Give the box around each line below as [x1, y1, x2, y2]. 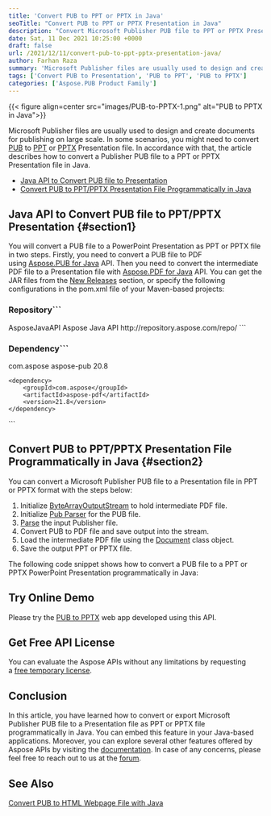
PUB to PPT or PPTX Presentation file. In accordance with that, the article [8, 143, 252, 152]
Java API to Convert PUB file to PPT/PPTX [8, 207, 222, 221]
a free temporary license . [8, 666, 93, 676]
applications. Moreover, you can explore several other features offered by [8, 736, 252, 746]
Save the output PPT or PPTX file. [19, 543, 132, 553]
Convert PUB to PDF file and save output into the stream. [19, 526, 210, 536]
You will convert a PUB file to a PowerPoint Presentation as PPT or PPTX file [8, 241, 261, 251]
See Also [8, 776, 54, 790]
